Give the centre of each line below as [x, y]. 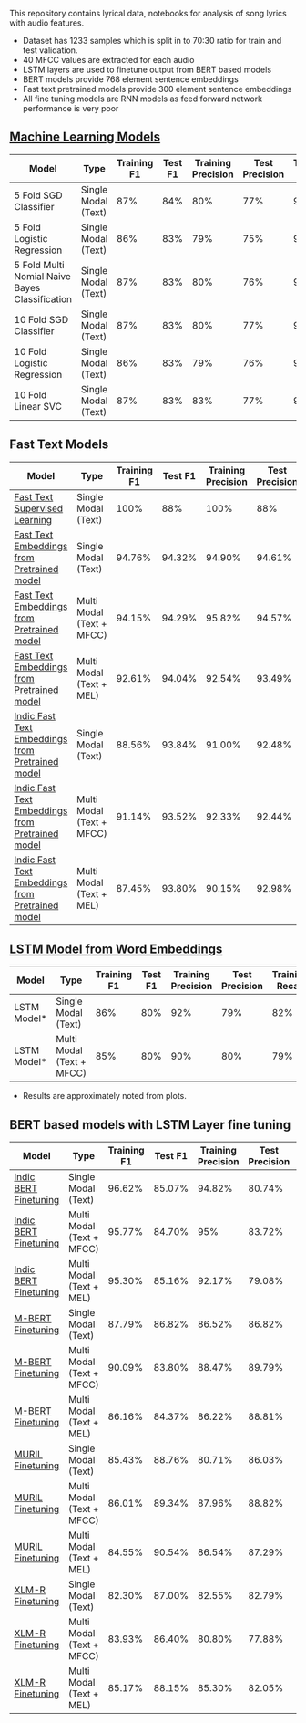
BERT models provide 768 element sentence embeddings [130, 79]
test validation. [50, 50]
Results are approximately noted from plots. [104, 1096]
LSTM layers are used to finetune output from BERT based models [147, 69]
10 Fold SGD [41, 319]
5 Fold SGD [38, 195]
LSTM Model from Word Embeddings [116, 950]
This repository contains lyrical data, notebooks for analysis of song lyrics [148, 13]
